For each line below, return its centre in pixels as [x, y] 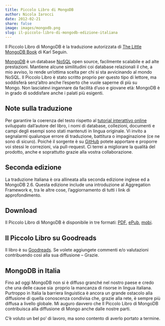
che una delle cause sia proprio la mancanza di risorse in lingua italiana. [79, 288]
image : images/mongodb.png [33, 28]
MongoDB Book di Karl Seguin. [36, 52]
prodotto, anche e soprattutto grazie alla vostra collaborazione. [69, 152]
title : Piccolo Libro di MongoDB [39, 10]
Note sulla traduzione [39, 108]
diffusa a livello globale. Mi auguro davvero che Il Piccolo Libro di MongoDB [82, 304]
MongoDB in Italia [33, 270]
